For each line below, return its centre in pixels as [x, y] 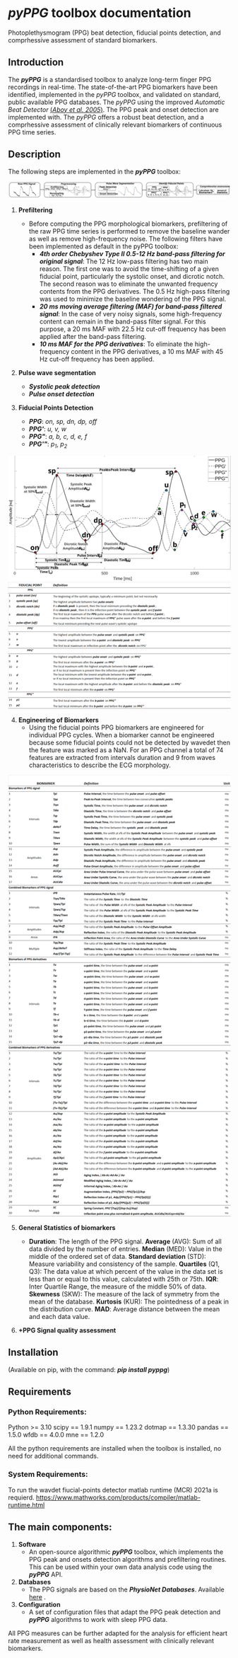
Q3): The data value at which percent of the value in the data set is [126, 1271]
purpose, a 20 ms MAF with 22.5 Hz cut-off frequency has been [133, 329]
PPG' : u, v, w [47, 429]
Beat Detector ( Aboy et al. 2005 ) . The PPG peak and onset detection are [113, 109]
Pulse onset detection [61, 394]
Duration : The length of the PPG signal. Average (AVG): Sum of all [125, 1241]
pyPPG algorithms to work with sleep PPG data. [98, 1619]
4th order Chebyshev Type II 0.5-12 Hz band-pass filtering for [132, 254]
